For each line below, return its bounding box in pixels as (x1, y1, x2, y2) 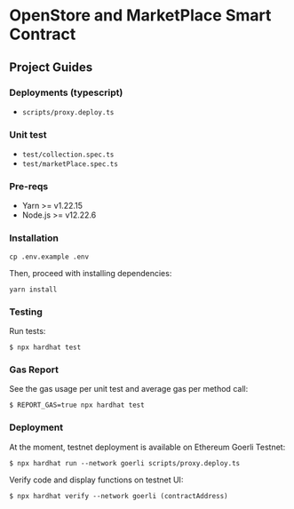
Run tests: (9, 326, 46, 337)
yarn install (9, 285, 58, 294)
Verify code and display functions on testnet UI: (9, 474, 184, 485)
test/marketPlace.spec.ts (21, 160, 118, 169)
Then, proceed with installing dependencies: (9, 267, 172, 278)
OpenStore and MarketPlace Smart (9, 5, 272, 26)
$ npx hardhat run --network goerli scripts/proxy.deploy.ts (9, 458, 241, 467)
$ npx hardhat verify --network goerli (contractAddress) (9, 491, 228, 500)
